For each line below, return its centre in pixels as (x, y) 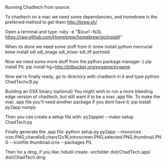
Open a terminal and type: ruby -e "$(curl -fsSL (54, 32)
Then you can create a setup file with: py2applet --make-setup (69, 117)
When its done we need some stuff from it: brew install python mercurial (79, 46)
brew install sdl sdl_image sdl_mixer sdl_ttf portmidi (57, 52)
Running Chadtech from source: (38, 7)
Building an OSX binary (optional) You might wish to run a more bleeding (79, 91)
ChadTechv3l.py (22, 82)
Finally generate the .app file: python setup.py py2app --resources (73, 132)
